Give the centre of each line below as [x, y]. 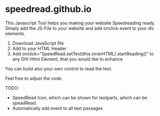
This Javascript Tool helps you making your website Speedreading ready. [80, 23]
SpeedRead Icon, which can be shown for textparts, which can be [80, 98]
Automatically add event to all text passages [58, 108]
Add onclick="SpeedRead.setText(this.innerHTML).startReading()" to [83, 54]
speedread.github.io [48, 9]
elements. [15, 33]
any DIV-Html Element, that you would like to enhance [68, 59]
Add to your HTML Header [40, 48]
